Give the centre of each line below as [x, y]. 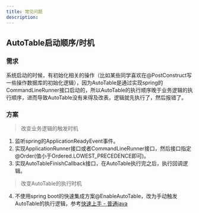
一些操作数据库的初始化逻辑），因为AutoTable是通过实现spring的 [85, 83]
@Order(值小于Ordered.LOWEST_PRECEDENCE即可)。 [82, 156]
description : [22, 17]
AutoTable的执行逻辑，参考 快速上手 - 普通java [71, 203]
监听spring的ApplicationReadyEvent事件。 [67, 141]
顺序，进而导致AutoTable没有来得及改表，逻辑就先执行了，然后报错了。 [99, 98]
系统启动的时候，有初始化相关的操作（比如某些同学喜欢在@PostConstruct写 [99, 76]
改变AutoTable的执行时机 [51, 184]
